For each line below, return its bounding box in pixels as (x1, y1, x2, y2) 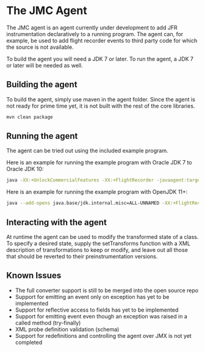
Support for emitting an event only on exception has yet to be (15, 293, 170, 300)
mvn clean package (6, 114, 53, 120)
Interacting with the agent (6, 217, 107, 227)
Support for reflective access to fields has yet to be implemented (15, 306, 179, 313)
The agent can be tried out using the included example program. (6, 147, 169, 155)
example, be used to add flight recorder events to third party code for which (6, 37, 198, 44)
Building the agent (6, 79, 77, 90)
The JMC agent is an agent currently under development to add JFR (6, 24, 178, 31)
